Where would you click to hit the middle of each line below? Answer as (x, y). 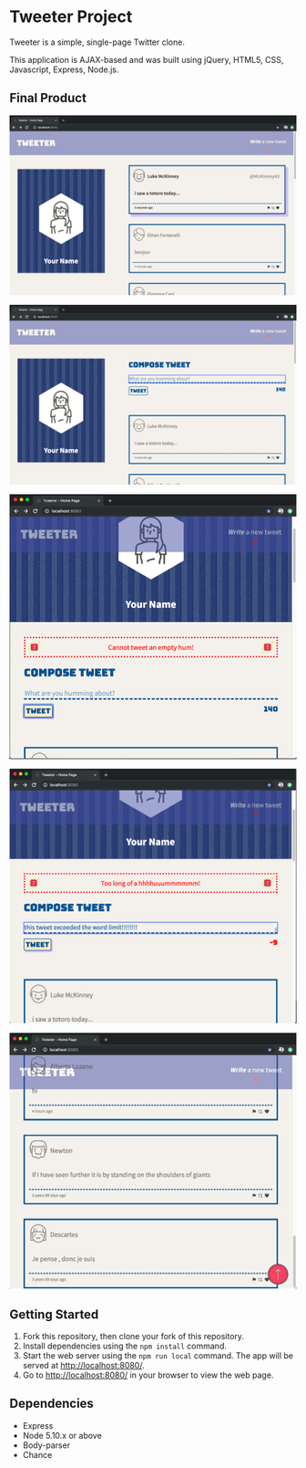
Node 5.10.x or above (62, 1435)
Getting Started (54, 1314)
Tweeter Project (71, 17)
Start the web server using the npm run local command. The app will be (158, 1355)
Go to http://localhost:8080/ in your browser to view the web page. (148, 1375)
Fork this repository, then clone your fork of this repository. (133, 1336)
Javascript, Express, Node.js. (64, 69)
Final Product (48, 98)
